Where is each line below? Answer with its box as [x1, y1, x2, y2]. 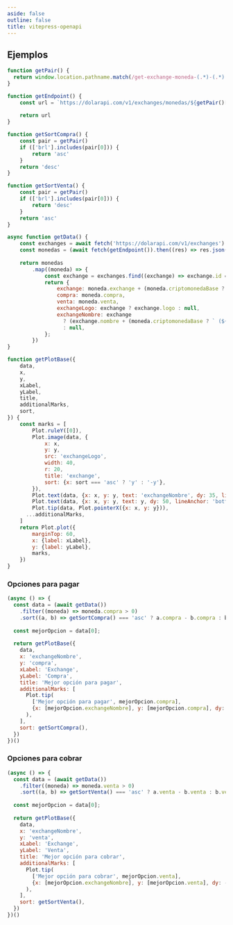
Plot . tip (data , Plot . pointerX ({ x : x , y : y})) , [32, 505, 169, 511]
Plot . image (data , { [32, 434, 89, 441]
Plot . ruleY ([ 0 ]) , [32, 427, 82, 434]
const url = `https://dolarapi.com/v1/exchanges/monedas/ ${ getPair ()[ [19, 99, 228, 106]
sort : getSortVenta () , [19, 899, 85, 906]
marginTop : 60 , [32, 530, 76, 537]
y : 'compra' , [19, 660, 58, 667]
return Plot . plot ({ [19, 524, 76, 531]
